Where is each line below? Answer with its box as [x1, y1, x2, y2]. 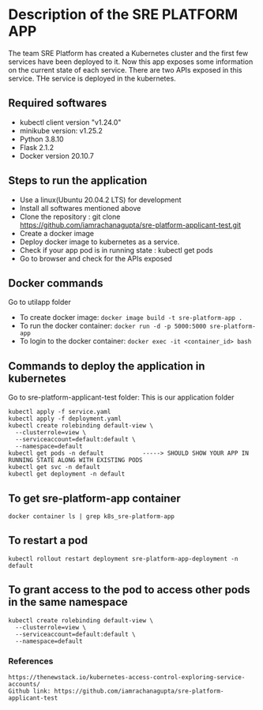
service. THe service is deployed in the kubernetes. [8, 73, 176, 83]
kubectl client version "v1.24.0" [19, 117, 122, 127]
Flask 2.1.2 [19, 142, 54, 152]
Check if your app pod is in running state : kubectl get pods [19, 245, 213, 254]
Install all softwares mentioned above [19, 203, 141, 212]
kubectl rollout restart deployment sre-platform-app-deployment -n [8, 554, 239, 562]
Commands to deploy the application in [8, 359, 205, 373]
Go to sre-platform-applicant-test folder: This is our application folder [8, 393, 235, 402]
